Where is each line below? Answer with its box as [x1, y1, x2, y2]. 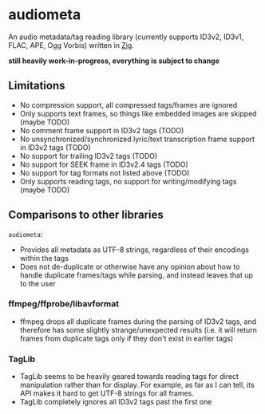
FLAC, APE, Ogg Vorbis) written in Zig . [8, 40, 134, 49]
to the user [19, 278, 56, 288]
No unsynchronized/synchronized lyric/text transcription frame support [19, 134, 255, 144]
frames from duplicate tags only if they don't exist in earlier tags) [19, 333, 234, 343]
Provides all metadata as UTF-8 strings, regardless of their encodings [19, 245, 250, 254]
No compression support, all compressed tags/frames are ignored [19, 100, 238, 109]
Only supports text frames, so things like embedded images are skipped [19, 108, 257, 118]
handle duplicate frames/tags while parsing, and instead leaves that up [19, 270, 254, 280]
